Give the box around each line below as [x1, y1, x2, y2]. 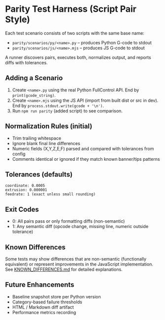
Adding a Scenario [5, 74, 63, 82]
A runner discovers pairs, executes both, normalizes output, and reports [5, 54, 151, 60]
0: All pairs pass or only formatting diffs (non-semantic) [12, 218, 125, 224]
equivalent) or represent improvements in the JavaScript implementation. [5, 262, 154, 267]
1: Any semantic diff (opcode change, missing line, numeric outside [12, 224, 149, 230]
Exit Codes [5, 205, 39, 213]
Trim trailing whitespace [12, 135, 62, 141]
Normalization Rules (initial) [5, 122, 93, 131]
